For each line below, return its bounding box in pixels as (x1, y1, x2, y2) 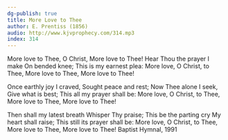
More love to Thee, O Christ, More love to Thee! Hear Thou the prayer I (7, 54, 210, 63)
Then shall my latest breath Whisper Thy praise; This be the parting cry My (7, 111, 222, 119)
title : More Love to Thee (7, 17, 82, 23)
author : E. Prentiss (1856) (7, 23, 89, 30)
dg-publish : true (7, 10, 58, 17)
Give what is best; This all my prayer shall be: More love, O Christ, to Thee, (7, 90, 220, 99)
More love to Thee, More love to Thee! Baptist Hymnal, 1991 (7, 126, 177, 134)
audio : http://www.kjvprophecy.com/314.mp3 (7, 29, 135, 37)
